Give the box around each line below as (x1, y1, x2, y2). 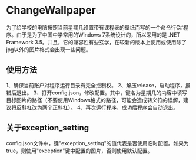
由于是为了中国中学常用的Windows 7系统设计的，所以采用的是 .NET (16, 31, 181, 38)
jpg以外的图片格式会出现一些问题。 (6, 45, 91, 53)
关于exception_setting (6, 123, 89, 133)
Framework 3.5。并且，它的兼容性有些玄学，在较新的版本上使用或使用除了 (6, 38, 187, 45)
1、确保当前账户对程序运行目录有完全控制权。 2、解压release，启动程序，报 (6, 81, 191, 89)
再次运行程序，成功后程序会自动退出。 (85, 104, 178, 111)
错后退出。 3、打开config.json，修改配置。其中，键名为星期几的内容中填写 (6, 89, 187, 96)
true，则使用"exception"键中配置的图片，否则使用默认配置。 (6, 147, 153, 154)
